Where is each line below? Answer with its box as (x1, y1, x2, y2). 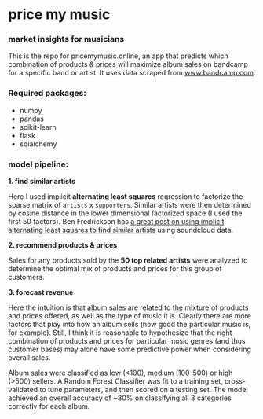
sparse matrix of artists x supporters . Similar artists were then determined (8, 200, 251, 210)
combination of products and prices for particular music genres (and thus (8, 336, 246, 346)
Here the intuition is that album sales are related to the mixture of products (8, 303, 249, 312)
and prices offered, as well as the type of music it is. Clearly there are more (8, 311, 251, 321)
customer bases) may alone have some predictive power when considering (8, 344, 251, 355)
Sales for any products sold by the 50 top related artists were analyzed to (8, 255, 249, 265)
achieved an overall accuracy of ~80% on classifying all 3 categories (8, 393, 232, 402)
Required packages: (8, 88, 86, 99)
